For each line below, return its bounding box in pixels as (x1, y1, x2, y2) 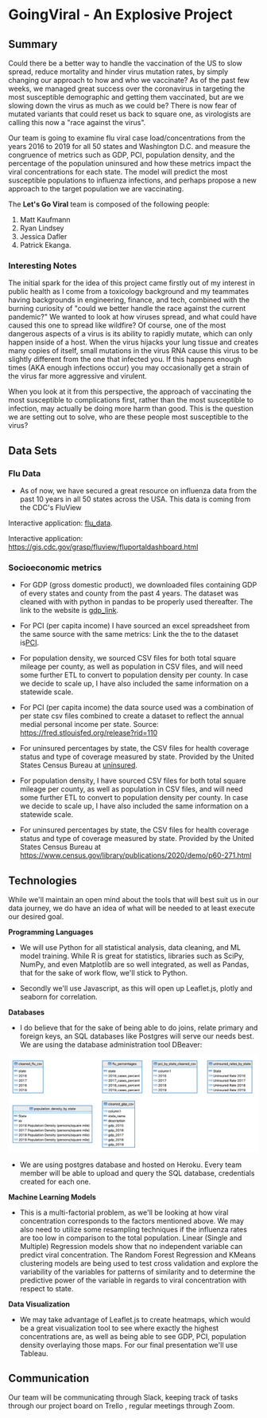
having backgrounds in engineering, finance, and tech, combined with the (8, 295, 250, 304)
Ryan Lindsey (19, 223, 64, 233)
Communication (8, 1371, 90, 1385)
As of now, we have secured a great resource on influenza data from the (19, 485, 257, 495)
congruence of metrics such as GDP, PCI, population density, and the (8, 150, 236, 159)
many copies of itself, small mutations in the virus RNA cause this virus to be (8, 346, 258, 355)
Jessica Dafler (19, 232, 68, 241)
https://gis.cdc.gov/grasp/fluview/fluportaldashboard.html (8, 542, 199, 552)
